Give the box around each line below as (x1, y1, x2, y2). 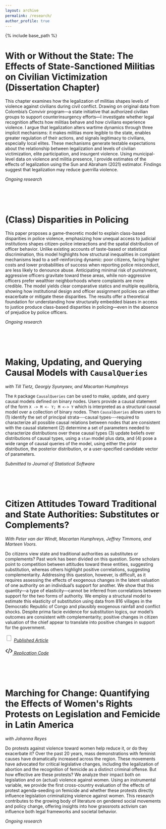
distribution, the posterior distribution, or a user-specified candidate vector (5, 446, 158, 452)
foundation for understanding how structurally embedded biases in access (5, 299, 158, 305)
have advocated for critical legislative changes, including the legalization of (5, 761, 159, 767)
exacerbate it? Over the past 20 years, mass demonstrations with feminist (5, 751, 156, 757)
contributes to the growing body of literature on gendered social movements (5, 798, 161, 804)
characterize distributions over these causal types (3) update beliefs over (5, 430, 155, 436)
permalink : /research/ (5, 13, 52, 18)
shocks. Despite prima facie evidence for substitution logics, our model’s (5, 609, 154, 615)
